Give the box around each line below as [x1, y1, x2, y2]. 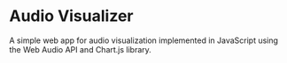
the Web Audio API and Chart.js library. [9, 44, 152, 54]
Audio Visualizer [9, 6, 134, 26]
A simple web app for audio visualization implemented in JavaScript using [9, 35, 279, 45]
